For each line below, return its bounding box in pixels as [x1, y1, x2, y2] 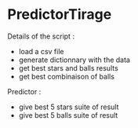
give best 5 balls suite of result [18, 110, 118, 119]
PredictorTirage [7, 5, 112, 24]
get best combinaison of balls [18, 71, 115, 81]
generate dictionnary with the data [18, 55, 131, 64]
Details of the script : [7, 31, 75, 41]
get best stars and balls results [18, 63, 118, 72]
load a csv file [18, 46, 64, 56]
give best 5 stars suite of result [18, 102, 119, 112]
